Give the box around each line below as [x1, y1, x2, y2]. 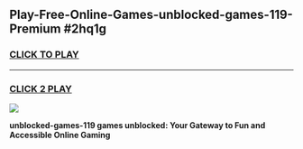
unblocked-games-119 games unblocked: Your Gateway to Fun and [9, 119, 266, 130]
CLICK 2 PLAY [9, 82, 72, 95]
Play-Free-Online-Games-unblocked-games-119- [9, 7, 293, 23]
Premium [9, 22, 61, 37]
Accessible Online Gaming [9, 129, 111, 140]
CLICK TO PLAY [9, 49, 79, 61]
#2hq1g [63, 22, 106, 37]
